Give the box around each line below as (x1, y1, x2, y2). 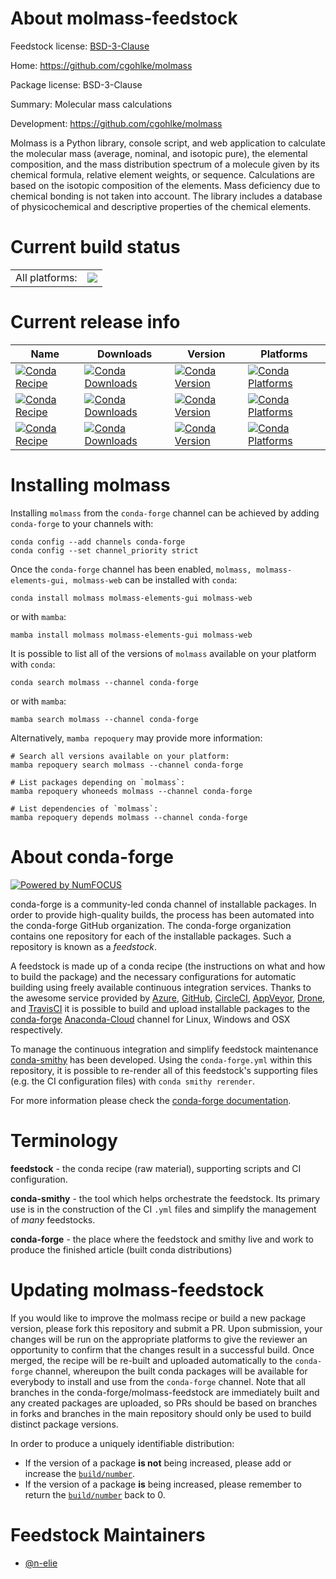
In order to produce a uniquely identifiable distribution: (10, 1437, 235, 1449)
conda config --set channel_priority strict (10, 545, 199, 556)
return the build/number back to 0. (24, 1488, 166, 1501)
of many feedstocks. (10, 1213, 96, 1226)
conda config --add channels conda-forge (10, 537, 186, 547)
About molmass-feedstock (10, 7, 238, 30)
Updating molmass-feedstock (10, 1278, 265, 1301)
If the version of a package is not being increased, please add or (24, 1457, 292, 1469)
